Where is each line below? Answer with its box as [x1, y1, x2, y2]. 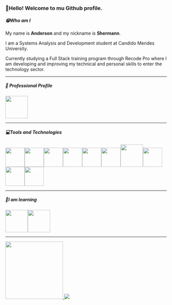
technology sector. [5, 66, 45, 72]
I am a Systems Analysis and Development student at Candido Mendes [5, 40, 155, 46]
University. [5, 45, 28, 52]
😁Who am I [5, 17, 31, 24]
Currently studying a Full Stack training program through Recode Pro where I [5, 55, 167, 61]
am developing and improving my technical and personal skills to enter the [5, 61, 162, 67]
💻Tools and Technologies [5, 129, 62, 135]
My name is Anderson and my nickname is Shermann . [5, 30, 121, 36]
